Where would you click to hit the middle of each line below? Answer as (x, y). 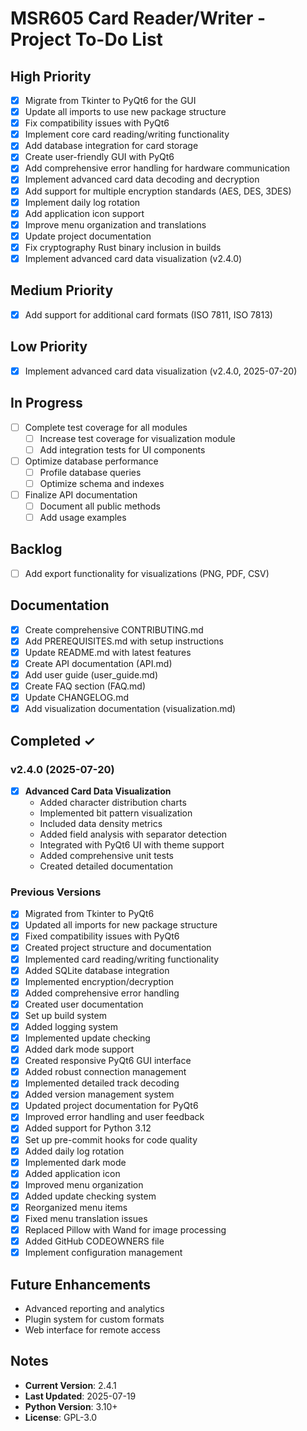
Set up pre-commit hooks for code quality (111, 1139)
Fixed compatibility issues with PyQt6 (102, 936)
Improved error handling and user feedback (114, 1117)
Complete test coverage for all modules (106, 427)
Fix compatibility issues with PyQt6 (97, 123)
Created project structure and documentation (118, 948)
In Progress (46, 403)
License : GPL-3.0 (61, 1417)
